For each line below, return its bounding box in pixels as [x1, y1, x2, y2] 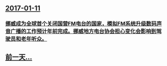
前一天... [5, 53, 33, 61]
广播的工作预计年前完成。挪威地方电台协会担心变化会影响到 [10, 28, 157, 35]
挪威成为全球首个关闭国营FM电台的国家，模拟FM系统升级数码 [5, 20, 157, 27]
